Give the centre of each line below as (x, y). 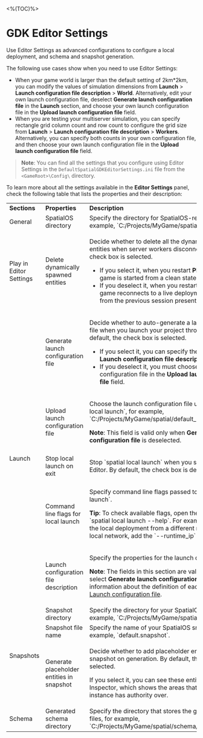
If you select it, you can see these (137, 680)
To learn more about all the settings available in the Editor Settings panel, (98, 187)
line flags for (63, 513)
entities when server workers (130, 249)
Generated (60, 711)
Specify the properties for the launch (141, 558)
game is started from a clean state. (149, 277)
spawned (58, 274)
